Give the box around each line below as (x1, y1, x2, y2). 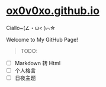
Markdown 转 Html (14, 59, 61, 66)
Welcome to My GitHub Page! (6, 36, 78, 43)
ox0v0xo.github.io (6, 4, 99, 18)
